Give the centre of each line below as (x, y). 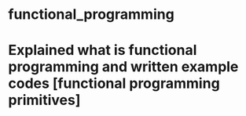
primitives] (44, 100)
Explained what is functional (103, 51)
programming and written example (123, 67)
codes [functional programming (114, 83)
